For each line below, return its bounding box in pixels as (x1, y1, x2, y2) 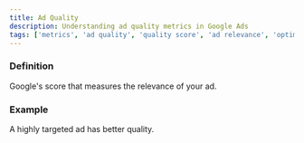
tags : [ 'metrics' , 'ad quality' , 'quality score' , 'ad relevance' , (9, 30, 270, 39)
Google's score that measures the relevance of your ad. (9, 81, 217, 91)
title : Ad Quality (9, 13, 79, 23)
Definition (9, 60, 54, 72)
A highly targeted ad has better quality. (9, 123, 155, 134)
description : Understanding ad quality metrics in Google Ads (9, 22, 249, 31)
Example (9, 103, 49, 116)
